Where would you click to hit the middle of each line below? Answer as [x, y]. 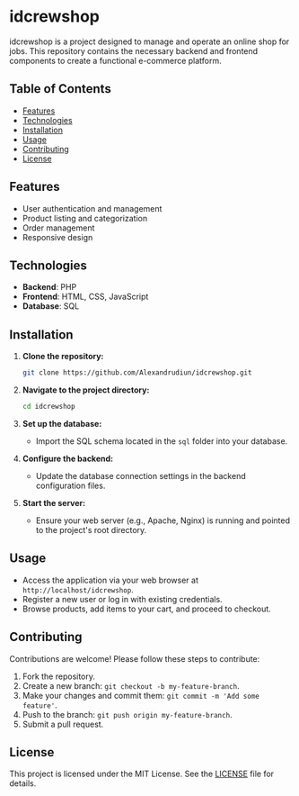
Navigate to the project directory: [86, 390]
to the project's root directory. [91, 529]
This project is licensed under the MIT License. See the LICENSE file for [142, 774]
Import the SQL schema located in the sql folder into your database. [162, 441]
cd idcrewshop [48, 407]
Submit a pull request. [63, 724]
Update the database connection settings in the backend [141, 475]
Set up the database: [62, 423]
